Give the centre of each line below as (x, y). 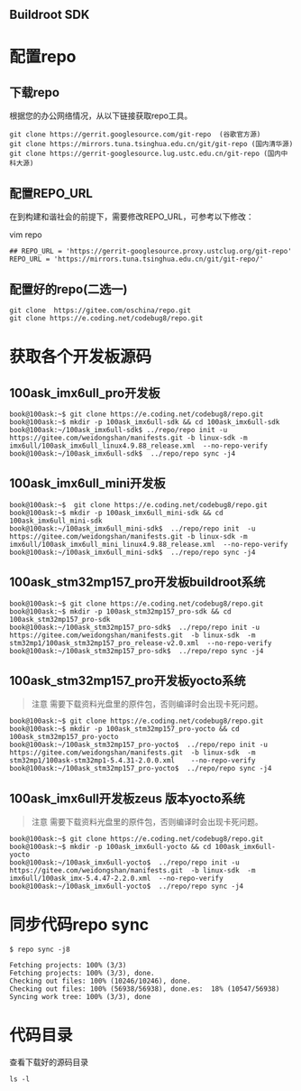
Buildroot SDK (50, 15)
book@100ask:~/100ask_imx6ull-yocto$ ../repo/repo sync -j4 (127, 887)
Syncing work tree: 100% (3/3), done (80, 997)
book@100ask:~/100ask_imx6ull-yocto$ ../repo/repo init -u (125, 863)
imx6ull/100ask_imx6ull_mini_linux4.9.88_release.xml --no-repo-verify (149, 544)
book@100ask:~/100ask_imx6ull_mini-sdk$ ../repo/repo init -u (132, 528)
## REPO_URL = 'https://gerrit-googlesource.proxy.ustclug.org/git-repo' (151, 252)
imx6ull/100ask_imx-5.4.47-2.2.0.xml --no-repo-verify (116, 879)
